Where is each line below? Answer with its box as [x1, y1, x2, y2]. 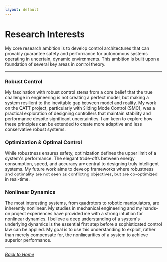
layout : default [5, 7, 39, 12]
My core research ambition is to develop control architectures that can [5, 45, 149, 51]
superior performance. [5, 237, 52, 243]
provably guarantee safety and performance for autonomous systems [5, 50, 148, 56]
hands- [143, 205, 158, 211]
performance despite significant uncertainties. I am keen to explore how [5, 115, 153, 122]
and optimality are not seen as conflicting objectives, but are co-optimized [5, 171, 158, 177]
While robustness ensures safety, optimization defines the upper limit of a [5, 150, 157, 156]
